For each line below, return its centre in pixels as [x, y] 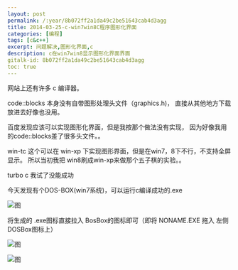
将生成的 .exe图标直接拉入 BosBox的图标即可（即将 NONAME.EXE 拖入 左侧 [118, 220]
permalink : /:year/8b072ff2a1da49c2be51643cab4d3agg [87, 21]
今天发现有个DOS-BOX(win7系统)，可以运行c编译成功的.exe [95, 190]
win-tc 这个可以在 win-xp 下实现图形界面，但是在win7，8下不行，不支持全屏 [119, 151]
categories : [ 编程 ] [35, 34]
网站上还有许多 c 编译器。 [45, 88]
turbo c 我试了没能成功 [41, 175]
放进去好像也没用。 [36, 112]
